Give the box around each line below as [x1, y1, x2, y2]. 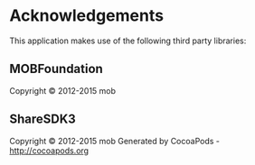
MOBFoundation [9, 61, 104, 77]
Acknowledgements [9, 5, 165, 26]
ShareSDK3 [9, 112, 77, 127]
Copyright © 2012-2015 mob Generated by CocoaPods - [9, 135, 220, 146]
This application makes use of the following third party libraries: [9, 35, 247, 46]
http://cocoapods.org [9, 145, 89, 156]
